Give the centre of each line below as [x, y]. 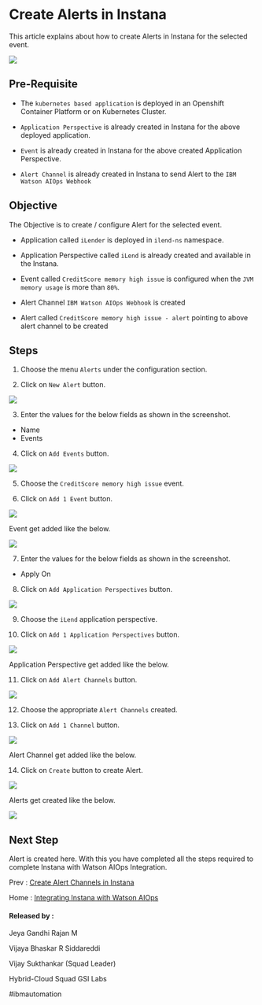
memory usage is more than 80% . [70, 287]
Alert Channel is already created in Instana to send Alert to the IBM [128, 174]
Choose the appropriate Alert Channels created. [99, 710]
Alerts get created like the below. [62, 800]
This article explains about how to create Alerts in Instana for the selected [128, 36]
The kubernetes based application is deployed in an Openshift [122, 103]
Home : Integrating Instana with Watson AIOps [84, 898]
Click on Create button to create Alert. [82, 770]
